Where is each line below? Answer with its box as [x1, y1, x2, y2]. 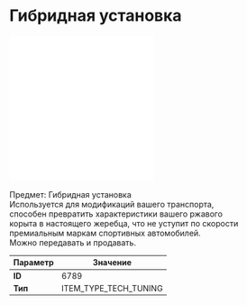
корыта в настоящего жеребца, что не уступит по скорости [9, 217, 239, 228]
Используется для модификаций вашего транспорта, [9, 199, 215, 209]
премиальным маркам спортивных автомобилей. [9, 227, 201, 238]
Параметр [13, 257, 54, 268]
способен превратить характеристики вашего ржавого [9, 208, 224, 219]
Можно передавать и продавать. [9, 236, 137, 248]
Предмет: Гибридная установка [9, 189, 133, 199]
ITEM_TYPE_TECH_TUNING [61, 282, 164, 293]
